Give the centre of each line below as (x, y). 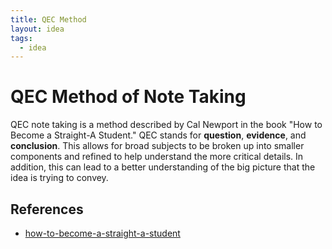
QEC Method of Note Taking (128, 97)
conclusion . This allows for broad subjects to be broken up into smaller (157, 146)
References (47, 209)
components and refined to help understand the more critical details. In (157, 157)
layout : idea (37, 29)
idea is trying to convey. (59, 178)
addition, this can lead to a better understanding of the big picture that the (163, 167)
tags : (21, 38)
